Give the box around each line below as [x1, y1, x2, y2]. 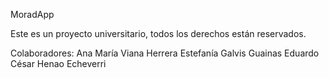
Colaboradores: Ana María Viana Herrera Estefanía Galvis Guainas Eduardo [10, 47, 320, 59]
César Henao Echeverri [10, 58, 107, 69]
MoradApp [10, 9, 55, 20]
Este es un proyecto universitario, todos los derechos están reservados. [10, 28, 307, 39]
